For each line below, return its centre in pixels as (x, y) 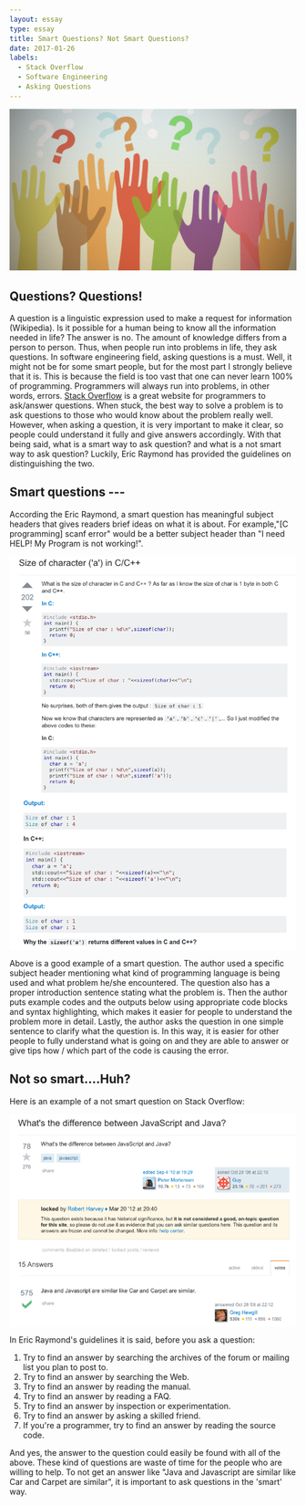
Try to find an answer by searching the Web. (106, 1376)
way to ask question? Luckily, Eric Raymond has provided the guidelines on (150, 454)
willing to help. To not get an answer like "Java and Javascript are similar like (153, 1472)
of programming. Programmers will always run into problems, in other (140, 386)
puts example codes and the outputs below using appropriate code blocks (149, 1002)
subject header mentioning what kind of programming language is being (145, 973)
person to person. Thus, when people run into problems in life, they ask (143, 348)
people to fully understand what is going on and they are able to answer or (149, 1041)
